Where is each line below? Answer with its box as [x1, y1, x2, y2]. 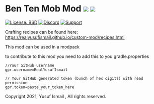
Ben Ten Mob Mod [5, 3, 81, 14]
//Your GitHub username [5, 63, 55, 68]
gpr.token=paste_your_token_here [5, 85, 75, 90]
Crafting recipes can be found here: [5, 29, 78, 35]
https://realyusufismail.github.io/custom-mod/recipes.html [5, 34, 125, 40]
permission [5, 80, 28, 85]
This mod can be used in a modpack [5, 44, 80, 50]
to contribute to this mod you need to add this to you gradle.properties [5, 53, 149, 59]
